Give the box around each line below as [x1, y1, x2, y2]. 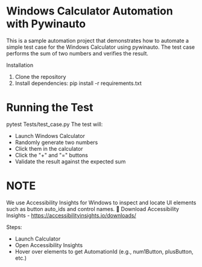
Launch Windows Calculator [14, 132, 86, 139]
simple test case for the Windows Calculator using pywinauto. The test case [6, 43, 195, 51]
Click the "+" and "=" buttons [14, 151, 89, 159]
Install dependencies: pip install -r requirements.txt [14, 80, 142, 87]
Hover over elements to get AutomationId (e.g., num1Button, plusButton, [14, 248, 194, 255]
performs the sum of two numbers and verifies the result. [6, 49, 149, 57]
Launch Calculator [14, 235, 61, 242]
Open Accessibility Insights [14, 241, 83, 248]
